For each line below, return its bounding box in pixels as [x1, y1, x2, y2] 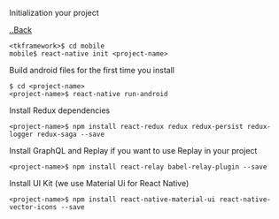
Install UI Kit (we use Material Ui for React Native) [9, 178, 190, 188]
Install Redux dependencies [9, 105, 111, 116]
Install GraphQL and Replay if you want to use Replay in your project [9, 146, 258, 155]
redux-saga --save [36, 130, 105, 139]
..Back [9, 25, 33, 34]
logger [9, 130, 34, 139]
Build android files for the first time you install [9, 65, 175, 75]
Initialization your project [9, 8, 99, 18]
